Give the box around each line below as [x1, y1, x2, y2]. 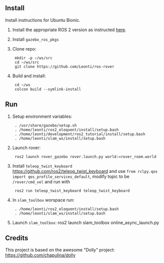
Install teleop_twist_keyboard [12, 163, 73, 169]
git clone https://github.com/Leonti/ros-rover [14, 64, 115, 69]
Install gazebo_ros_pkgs [12, 36, 59, 42]
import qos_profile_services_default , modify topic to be [12, 173, 130, 179]
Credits [5, 234, 29, 242]
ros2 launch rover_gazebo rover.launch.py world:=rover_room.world [14, 154, 157, 159]
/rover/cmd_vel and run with [12, 178, 71, 185]
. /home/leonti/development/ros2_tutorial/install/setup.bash [14, 131, 146, 137]
